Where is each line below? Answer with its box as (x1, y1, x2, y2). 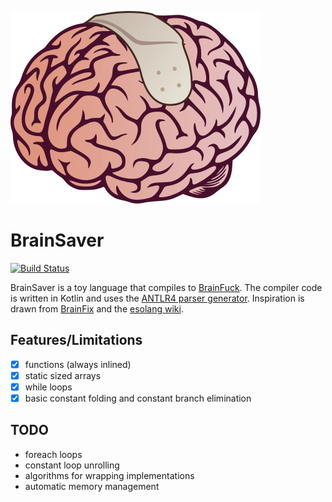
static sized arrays (24, 369, 102, 381)
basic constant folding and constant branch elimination (24, 392, 252, 404)
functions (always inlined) (24, 358, 132, 370)
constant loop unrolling (24, 459, 120, 471)
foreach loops (24, 448, 83, 460)
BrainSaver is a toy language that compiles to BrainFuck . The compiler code (10, 281, 323, 293)
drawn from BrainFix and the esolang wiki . (10, 302, 184, 315)
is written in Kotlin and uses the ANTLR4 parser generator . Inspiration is (10, 292, 305, 304)
